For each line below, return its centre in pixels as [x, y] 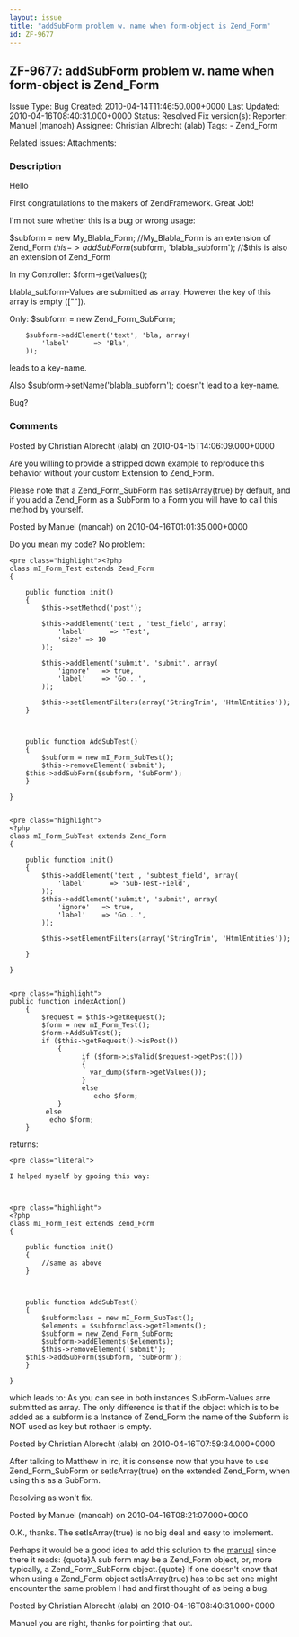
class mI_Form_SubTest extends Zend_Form [88, 836]
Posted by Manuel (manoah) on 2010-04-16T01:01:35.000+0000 [129, 526]
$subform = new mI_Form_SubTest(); [108, 757]
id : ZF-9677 [31, 34]
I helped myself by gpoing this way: [80, 1176]
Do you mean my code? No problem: [77, 544]
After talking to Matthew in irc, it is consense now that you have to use [139, 1461]
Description [35, 166]
